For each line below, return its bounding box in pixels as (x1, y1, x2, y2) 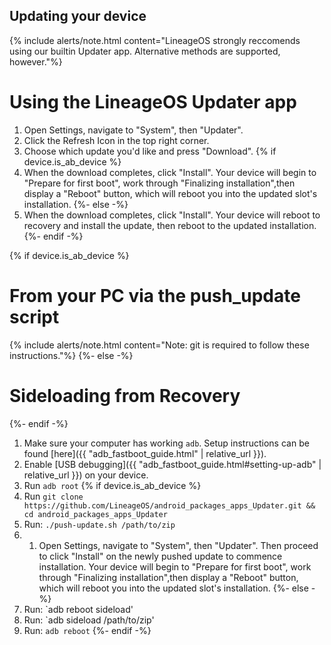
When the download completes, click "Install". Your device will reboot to (23, 209, 321, 221)
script (9, 305, 60, 328)
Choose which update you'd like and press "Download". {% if (23, 145, 277, 157)
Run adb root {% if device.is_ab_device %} (23, 479, 202, 491)
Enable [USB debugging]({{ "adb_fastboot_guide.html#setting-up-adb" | (23, 458, 322, 470)
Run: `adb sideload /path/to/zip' (23, 614, 155, 626)
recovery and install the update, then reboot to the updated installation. (23, 219, 317, 231)
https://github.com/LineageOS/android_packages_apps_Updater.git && (23, 500, 316, 511)
